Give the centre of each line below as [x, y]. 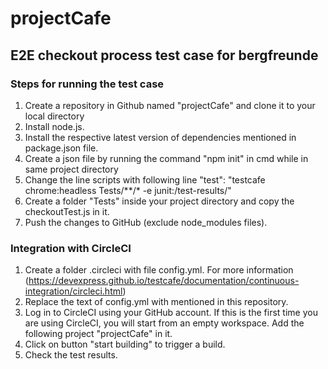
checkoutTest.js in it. [67, 211]
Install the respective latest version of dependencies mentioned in [160, 137]
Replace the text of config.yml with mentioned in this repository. [156, 302]
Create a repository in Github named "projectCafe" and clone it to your [170, 105]
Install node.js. [54, 126]
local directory [54, 116]
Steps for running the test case [87, 84]
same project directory [71, 169]
